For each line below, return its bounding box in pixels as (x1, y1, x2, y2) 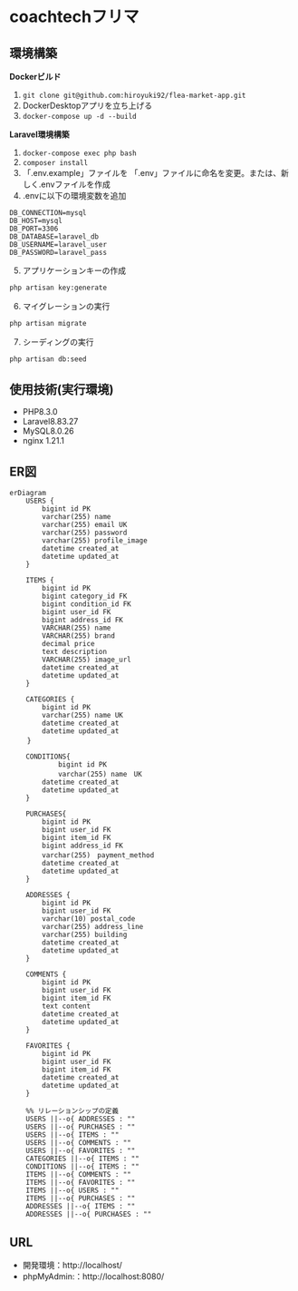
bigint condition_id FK (42, 600, 131, 609)
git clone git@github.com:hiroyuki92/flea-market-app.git (22, 91, 246, 100)
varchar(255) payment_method (42, 851, 155, 860)
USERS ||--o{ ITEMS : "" (25, 1130, 120, 1139)
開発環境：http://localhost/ (22, 1260, 122, 1271)
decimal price (42, 640, 95, 649)
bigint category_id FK (42, 592, 128, 601)
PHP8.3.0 (22, 406, 58, 417)
